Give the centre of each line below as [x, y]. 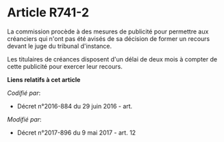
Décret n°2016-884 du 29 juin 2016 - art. [75, 106]
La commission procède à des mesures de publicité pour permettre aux [108, 31]
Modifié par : [25, 119]
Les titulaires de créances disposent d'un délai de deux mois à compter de [112, 59]
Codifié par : [24, 93]
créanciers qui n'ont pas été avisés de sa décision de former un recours [109, 38]
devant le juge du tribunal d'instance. [60, 46]
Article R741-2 [48, 13]
